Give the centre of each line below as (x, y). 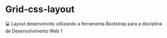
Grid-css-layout (40, 9)
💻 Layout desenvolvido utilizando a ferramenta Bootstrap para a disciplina (84, 23)
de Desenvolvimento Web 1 (34, 31)
